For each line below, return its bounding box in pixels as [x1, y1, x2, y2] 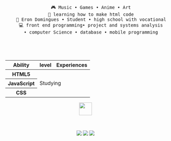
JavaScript [8, 80, 35, 87]
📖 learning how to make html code [47, 12, 134, 17]
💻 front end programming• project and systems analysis [18, 22, 163, 28]
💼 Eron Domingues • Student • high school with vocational [16, 17, 166, 22]
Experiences [56, 62, 88, 68]
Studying [39, 80, 61, 87]
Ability [13, 62, 30, 68]
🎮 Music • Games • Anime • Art [50, 5, 131, 10]
